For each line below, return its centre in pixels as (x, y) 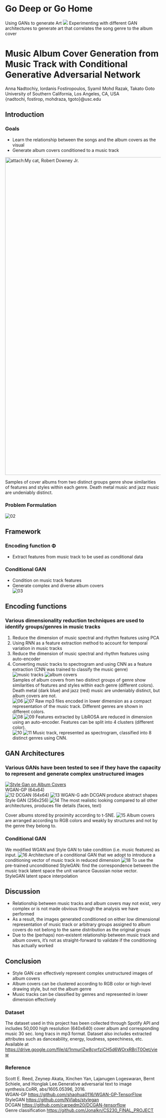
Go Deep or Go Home (49, 9)
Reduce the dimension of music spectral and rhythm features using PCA (86, 637)
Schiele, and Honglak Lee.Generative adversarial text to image (68, 1084)
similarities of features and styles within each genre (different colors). (83, 685)
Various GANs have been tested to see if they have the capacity (83, 768)
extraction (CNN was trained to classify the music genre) (70, 669)
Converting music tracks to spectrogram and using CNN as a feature (82, 664)
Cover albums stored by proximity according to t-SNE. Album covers (80, 815)
